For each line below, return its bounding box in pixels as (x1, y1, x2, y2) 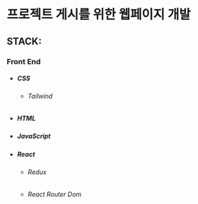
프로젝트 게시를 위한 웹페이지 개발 (6, 6, 191, 23)
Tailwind (27, 92, 53, 100)
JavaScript (16, 132, 51, 141)
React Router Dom (27, 190, 82, 198)
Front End (6, 56, 41, 66)
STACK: (6, 35, 42, 47)
